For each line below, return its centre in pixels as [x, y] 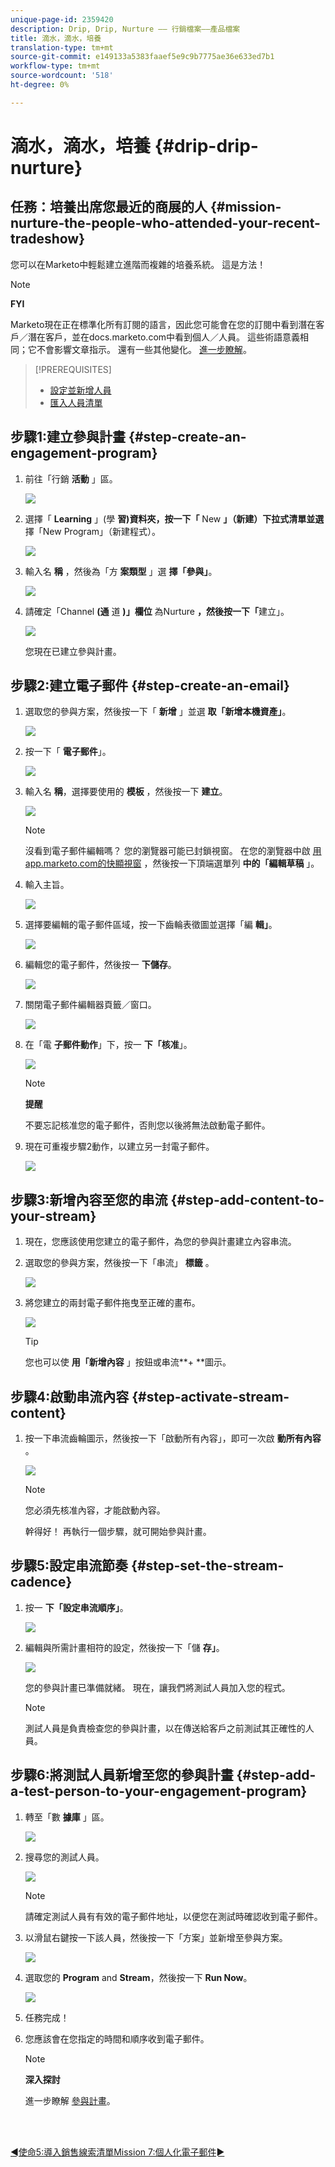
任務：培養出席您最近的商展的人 [109, 207]
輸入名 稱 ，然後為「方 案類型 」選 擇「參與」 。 [121, 571]
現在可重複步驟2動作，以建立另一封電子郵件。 [119, 1147]
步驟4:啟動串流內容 [70, 1396]
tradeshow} [48, 239]
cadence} [41, 1582]
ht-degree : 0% [40, 85]
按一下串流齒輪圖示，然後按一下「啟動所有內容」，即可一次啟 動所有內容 [173, 1438]
